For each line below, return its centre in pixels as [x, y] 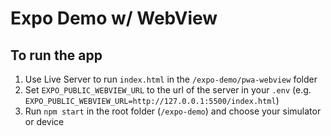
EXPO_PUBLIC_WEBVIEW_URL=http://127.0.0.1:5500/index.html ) [152, 100]
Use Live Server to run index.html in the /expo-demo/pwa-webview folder [171, 79]
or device [44, 121]
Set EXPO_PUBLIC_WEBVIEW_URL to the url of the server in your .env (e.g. [168, 90]
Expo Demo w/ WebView [114, 18]
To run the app [56, 55]
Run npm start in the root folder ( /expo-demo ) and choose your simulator [173, 111]
